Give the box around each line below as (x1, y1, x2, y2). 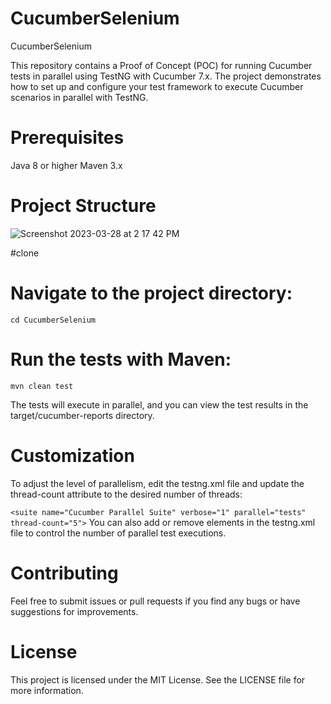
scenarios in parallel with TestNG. (10, 91, 149, 103)
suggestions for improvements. (10, 605, 139, 617)
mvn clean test (10, 381, 74, 391)
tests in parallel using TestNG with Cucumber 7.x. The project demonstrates (10, 70, 322, 82)
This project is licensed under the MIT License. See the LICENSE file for (10, 673, 306, 686)
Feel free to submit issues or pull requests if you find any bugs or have (10, 595, 301, 607)
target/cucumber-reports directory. (10, 409, 155, 421)
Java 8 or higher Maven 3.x (10, 159, 123, 171)
